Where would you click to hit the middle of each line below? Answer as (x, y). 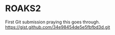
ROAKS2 (23, 9)
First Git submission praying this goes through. (53, 22)
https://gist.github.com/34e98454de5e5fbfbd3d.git (57, 27)
